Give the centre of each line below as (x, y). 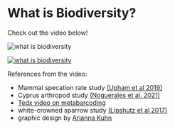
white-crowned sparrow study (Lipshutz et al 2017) (92, 110)
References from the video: (47, 74)
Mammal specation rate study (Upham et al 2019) (90, 87)
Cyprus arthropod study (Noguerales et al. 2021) (89, 95)
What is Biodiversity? (72, 13)
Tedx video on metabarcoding (62, 102)
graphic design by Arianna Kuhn (65, 118)
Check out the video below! (48, 33)
